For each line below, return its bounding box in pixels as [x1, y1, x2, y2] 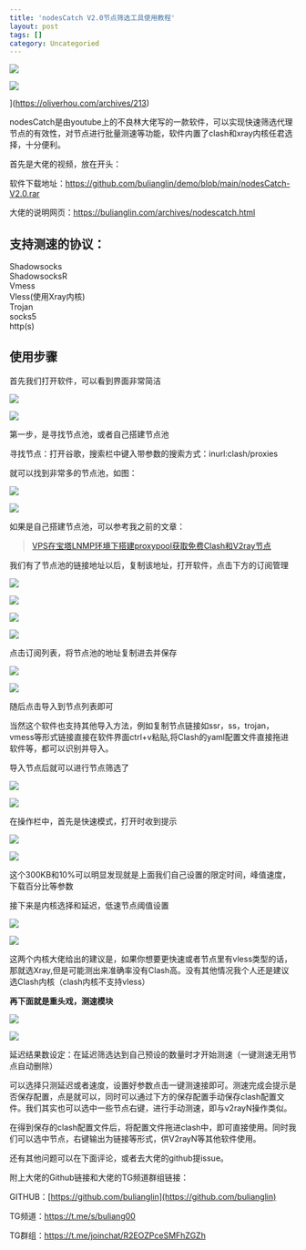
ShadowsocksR [9, 270, 68, 282]
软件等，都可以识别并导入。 [9, 743, 114, 754]
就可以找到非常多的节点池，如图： [9, 467, 138, 478]
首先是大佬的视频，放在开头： [9, 158, 121, 169]
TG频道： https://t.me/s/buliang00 [9, 1210, 137, 1221]
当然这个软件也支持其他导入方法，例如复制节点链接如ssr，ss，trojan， [9, 720, 275, 731]
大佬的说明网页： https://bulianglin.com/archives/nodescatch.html [9, 207, 256, 218]
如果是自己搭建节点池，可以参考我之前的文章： [9, 521, 185, 532]
